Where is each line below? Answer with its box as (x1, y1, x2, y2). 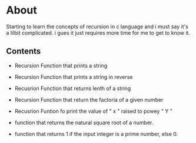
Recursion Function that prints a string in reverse (14, 73, 133, 80)
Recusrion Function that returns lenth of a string (14, 85, 131, 92)
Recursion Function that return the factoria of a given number (14, 96, 164, 103)
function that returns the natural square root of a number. (14, 119, 154, 126)
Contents (6, 46, 41, 56)
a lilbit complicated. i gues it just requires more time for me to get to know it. (6, 29, 190, 36)
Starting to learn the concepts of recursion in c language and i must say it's (6, 23, 188, 30)
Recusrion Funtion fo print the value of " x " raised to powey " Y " (14, 107, 172, 115)
